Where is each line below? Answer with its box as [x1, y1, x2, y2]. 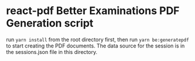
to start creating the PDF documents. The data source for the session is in [6, 42, 185, 49]
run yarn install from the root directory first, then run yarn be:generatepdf [6, 36, 189, 43]
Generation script [6, 16, 94, 30]
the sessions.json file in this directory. [6, 48, 98, 55]
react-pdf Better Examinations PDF [6, 4, 180, 18]
